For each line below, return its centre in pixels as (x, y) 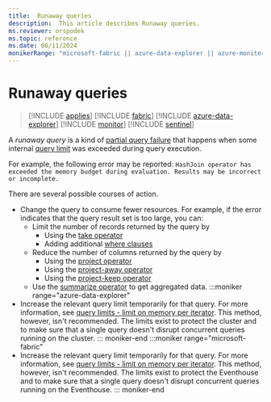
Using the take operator (83, 235)
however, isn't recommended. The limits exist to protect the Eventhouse (139, 372)
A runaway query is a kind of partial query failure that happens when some (133, 140)
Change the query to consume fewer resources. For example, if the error (141, 209)
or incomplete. (34, 178)
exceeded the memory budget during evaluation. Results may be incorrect (135, 172)
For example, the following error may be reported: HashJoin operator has (130, 164)
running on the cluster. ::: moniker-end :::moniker (101, 338)
